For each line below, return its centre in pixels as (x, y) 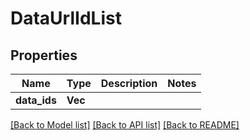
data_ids (36, 100)
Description (129, 83)
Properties (44, 55)
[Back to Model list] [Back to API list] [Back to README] (125, 125)
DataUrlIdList (66, 18)
